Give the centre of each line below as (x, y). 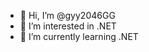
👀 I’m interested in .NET (68, 26)
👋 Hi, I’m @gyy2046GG (67, 15)
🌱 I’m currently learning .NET (79, 36)
